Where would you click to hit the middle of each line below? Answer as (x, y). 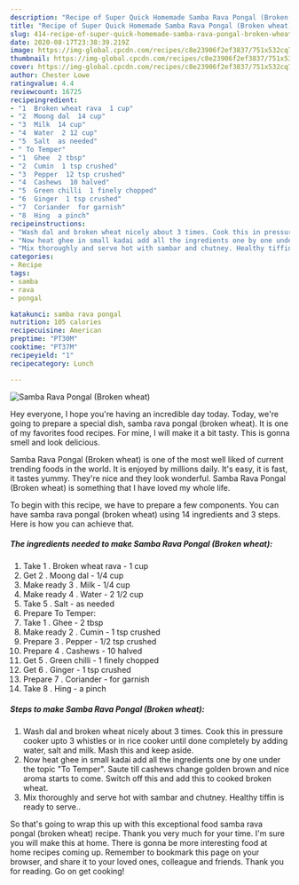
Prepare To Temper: (59, 613)
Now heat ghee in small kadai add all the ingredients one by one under (152, 760)
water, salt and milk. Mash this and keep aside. (108, 750)
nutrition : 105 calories (56, 322)
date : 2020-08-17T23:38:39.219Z (70, 42)
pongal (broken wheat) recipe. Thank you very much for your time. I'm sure (148, 834)
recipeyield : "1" (42, 355)
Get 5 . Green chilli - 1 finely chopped (90, 660)
